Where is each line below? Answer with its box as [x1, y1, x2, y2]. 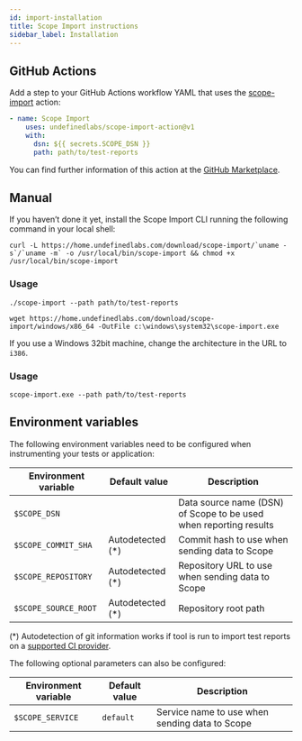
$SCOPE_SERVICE [13, 712, 79, 722]
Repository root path [178, 601, 265, 614]
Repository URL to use [178, 559, 272, 572]
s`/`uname [9, 249, 47, 258]
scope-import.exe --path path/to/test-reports [9, 389, 187, 399]
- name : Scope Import [9, 114, 91, 123]
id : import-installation [9, 13, 102, 23]
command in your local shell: [9, 224, 116, 234]
